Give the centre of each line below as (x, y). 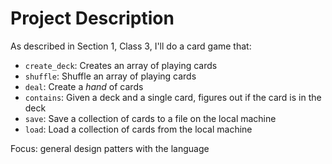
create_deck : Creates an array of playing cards (121, 65)
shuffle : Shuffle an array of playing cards (110, 76)
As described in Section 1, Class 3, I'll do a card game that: (131, 46)
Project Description (92, 18)
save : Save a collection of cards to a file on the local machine (150, 118)
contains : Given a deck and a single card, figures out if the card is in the (173, 97)
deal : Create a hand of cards (84, 86)
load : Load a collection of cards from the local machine (138, 129)
